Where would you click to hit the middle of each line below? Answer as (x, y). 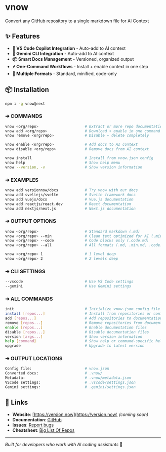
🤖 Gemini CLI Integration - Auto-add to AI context (63, 53)
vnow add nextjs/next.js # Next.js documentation (70, 208)
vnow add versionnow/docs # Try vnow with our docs (72, 190)
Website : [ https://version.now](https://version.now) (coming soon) (80, 414)
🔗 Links (17, 402)
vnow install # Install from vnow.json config (79, 158)
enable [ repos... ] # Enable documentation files (76, 328)
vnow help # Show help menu (63, 163)
